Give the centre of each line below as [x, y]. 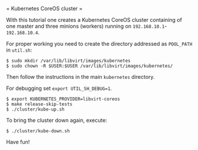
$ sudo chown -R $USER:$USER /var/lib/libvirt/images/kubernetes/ [90, 66]
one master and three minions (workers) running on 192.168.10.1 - [87, 26]
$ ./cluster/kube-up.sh [35, 109]
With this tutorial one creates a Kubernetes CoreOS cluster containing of [94, 20]
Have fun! [18, 142]
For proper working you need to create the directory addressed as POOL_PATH [99, 44]
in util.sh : [19, 50]
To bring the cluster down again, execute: [57, 120]
